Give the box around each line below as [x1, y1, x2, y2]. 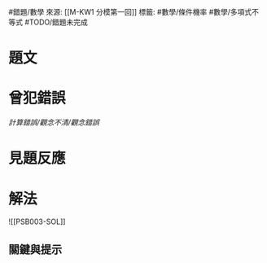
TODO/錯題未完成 [28, 17, 88, 27]
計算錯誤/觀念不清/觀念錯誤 [8, 117, 100, 128]
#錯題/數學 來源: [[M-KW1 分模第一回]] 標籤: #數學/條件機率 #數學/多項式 [8, 7, 252, 16]
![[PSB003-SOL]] [8, 217, 66, 226]
